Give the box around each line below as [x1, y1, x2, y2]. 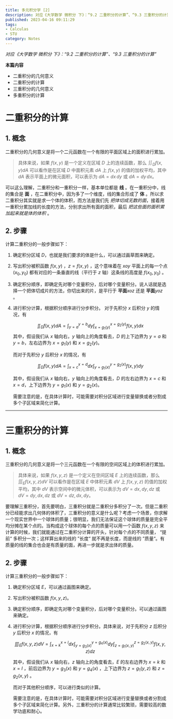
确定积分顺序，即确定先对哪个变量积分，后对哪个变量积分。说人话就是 [12, 281, 162, 287]
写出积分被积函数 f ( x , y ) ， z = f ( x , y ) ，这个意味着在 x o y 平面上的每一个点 [12, 263, 168, 269]
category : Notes [5, 37, 40, 42]
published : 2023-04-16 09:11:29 [5, 17, 75, 22]
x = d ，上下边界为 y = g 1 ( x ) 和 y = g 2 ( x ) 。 [12, 382, 102, 389]
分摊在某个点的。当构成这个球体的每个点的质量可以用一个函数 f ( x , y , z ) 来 [9, 523, 165, 529]
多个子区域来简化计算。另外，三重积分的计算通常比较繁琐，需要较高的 [12, 702, 162, 708]
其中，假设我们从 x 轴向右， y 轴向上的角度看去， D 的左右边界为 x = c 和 [12, 375, 166, 381]
